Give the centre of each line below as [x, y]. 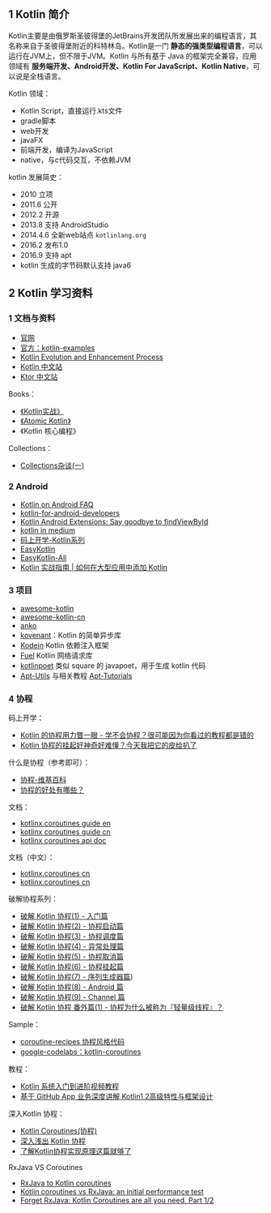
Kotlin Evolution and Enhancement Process [91, 357]
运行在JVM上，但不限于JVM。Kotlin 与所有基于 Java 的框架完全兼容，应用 [133, 56]
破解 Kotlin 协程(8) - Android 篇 [72, 987]
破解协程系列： [33, 899]
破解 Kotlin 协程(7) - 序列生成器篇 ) [76, 977]
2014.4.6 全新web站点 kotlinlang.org [83, 234]
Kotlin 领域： [30, 93]
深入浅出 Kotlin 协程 [53, 1141]
